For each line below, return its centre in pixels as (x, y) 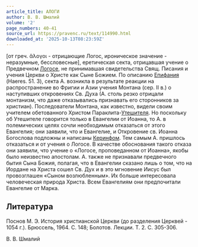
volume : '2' (21, 23)
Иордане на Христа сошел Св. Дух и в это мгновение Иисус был (88, 169)
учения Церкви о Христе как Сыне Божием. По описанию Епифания (93, 75)
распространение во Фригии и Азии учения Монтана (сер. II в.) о (89, 87)
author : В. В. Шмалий (33, 17)
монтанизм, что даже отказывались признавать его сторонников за (92, 100)
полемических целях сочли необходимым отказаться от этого (86, 125)
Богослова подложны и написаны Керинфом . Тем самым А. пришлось (96, 138)
